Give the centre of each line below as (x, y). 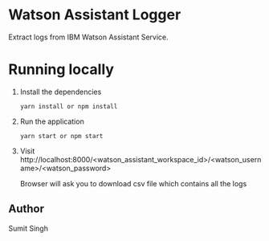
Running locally (61, 69)
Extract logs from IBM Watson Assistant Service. (88, 37)
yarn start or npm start (61, 136)
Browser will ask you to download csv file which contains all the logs (133, 183)
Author (26, 209)
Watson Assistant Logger (95, 15)
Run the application (52, 121)
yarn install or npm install (69, 106)
